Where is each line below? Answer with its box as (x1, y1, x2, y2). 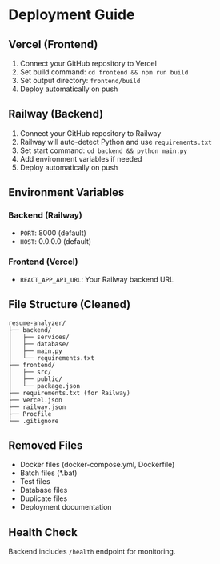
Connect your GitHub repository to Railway (19, 128, 162, 138)
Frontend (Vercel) (8, 256, 78, 267)
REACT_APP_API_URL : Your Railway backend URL (19, 274, 174, 284)
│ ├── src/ (8, 368, 52, 376)
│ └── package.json (8, 382, 81, 390)
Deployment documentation (19, 502, 112, 512)
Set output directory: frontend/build (19, 76, 141, 85)
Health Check (8, 526, 78, 539)
